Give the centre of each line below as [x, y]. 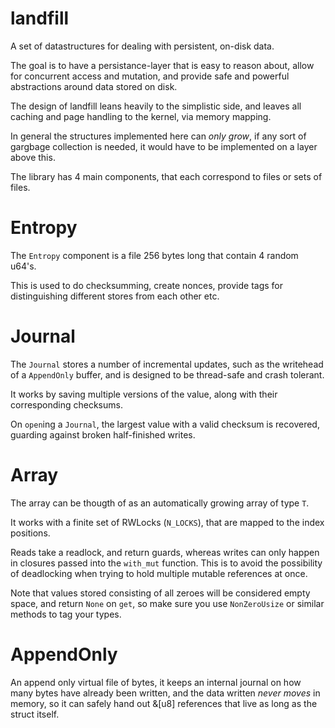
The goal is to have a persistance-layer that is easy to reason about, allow [162, 65]
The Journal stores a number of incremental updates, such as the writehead [167, 364]
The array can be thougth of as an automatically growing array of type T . [160, 503]
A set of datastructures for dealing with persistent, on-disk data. [142, 46]
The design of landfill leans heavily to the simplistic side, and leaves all [156, 106]
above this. [33, 157]
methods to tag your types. [66, 614]
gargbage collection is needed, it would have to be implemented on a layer [164, 146]
